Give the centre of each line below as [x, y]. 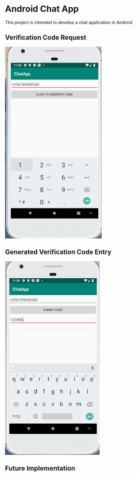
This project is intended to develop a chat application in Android [69, 22]
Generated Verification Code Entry [58, 252]
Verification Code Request [46, 38]
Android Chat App [42, 9]
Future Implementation [40, 468]
